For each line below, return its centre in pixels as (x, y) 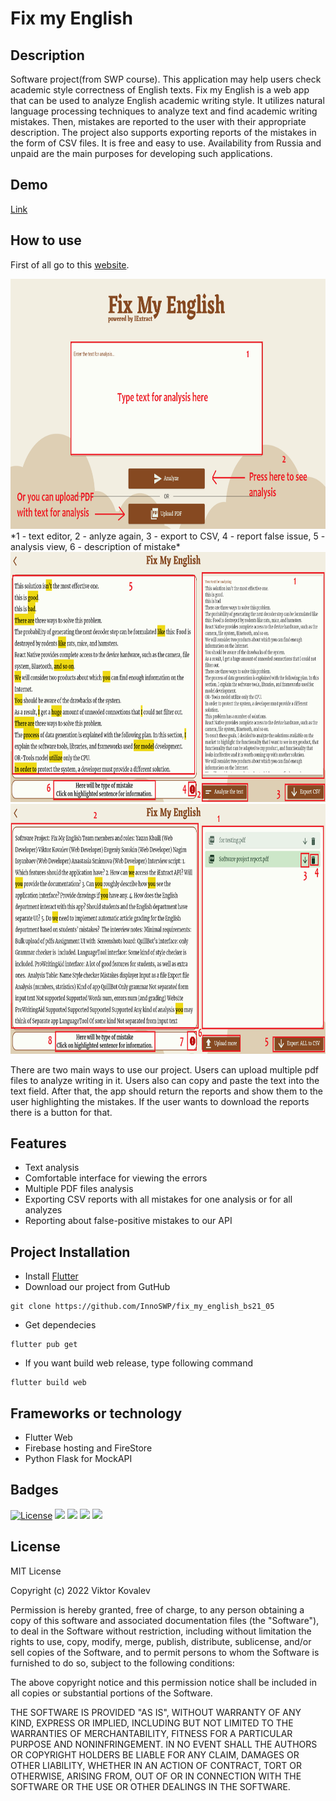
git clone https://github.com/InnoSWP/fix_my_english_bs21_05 (142, 1307)
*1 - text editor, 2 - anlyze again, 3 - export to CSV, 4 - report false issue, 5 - (168, 536)
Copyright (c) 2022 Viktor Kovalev (80, 1590)
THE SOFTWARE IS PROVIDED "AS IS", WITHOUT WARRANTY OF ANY (156, 1712)
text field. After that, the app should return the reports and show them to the (166, 1091)
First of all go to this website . (70, 264)
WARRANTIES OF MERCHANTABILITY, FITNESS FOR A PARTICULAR (151, 1733)
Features (38, 1143)
